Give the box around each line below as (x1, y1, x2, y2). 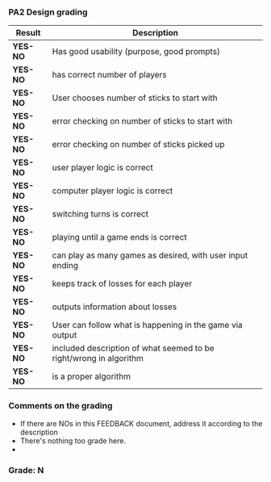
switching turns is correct (52, 208, 149, 220)
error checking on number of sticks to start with (52, 115, 233, 127)
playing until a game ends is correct (52, 232, 187, 243)
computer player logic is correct (52, 185, 173, 196)
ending (52, 260, 79, 271)
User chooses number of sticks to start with (52, 92, 218, 103)
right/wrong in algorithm (52, 353, 144, 364)
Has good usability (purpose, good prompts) (52, 46, 220, 57)
